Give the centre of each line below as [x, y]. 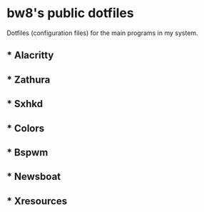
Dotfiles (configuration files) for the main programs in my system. [102, 33]
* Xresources [37, 201]
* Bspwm [27, 152]
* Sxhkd [25, 104]
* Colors [26, 128]
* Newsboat [34, 177]
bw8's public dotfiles [70, 13]
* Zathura [29, 80]
